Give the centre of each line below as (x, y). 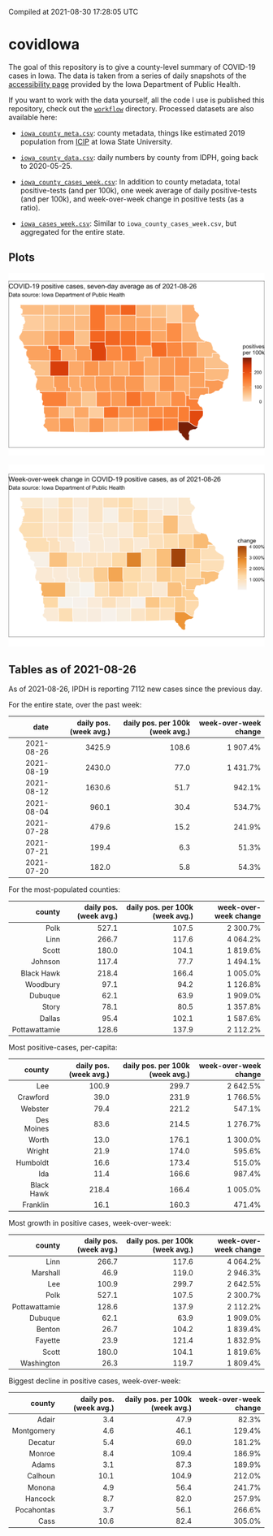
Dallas (50, 1018)
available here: (33, 117)
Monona (41, 1487)
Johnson (46, 962)
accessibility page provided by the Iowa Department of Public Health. (125, 84)
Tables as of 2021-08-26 (72, 669)
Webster (35, 1109)
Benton (48, 1329)
